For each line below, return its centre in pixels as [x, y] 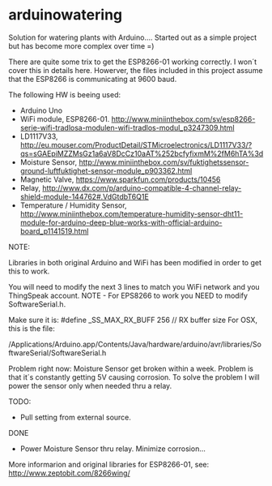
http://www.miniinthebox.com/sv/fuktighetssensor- [164, 162]
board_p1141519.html [54, 231]
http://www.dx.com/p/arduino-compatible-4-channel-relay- [142, 187]
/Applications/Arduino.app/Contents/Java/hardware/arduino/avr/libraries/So [135, 344]
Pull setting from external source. [76, 417]
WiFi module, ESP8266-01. [65, 118]
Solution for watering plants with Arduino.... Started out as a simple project [133, 37]
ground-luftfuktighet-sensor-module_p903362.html [106, 170]
